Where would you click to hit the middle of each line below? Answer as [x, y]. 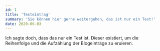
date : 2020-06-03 [23, 24]
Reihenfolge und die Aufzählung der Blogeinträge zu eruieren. [69, 43]
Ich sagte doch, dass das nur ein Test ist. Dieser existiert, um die [72, 38]
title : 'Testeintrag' [28, 14]
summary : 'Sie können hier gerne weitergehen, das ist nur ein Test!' [81, 19]
